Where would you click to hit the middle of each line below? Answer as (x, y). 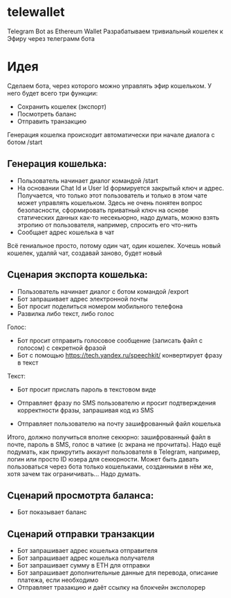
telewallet (36, 12)
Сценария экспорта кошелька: (77, 275)
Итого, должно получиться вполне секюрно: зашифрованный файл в (109, 437)
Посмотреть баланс (47, 114)
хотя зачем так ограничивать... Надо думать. (74, 474)
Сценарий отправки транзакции (81, 534)
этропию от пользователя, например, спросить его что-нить (107, 225)
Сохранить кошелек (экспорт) (62, 106)
